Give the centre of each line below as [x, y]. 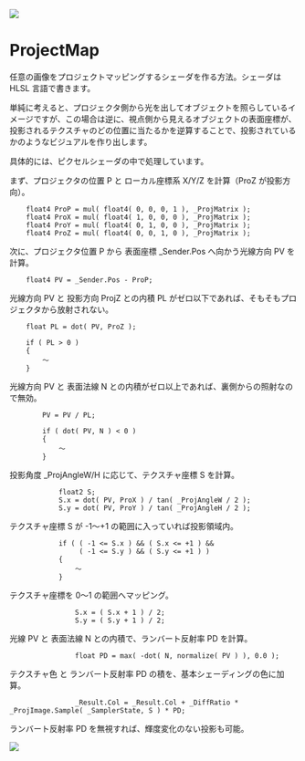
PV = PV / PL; [69, 415]
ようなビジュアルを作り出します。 [89, 141]
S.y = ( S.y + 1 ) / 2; [120, 620]
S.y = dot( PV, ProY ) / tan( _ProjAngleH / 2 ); [154, 508]
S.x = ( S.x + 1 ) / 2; [120, 612]
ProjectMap [55, 51]
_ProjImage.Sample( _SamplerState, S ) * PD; [97, 710]
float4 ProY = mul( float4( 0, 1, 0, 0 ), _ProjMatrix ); [138, 225]
